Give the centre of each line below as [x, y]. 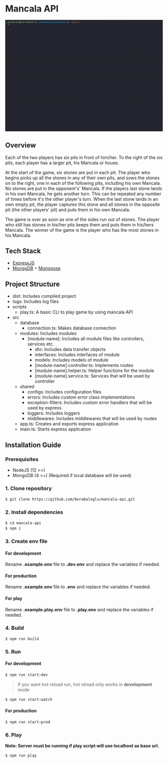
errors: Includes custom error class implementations [81, 397]
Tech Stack [23, 251]
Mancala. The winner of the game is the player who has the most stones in [82, 230]
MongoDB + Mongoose [36, 268]
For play [14, 598]
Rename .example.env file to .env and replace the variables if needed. [78, 587]
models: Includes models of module [71, 360]
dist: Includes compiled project [44, 296]
